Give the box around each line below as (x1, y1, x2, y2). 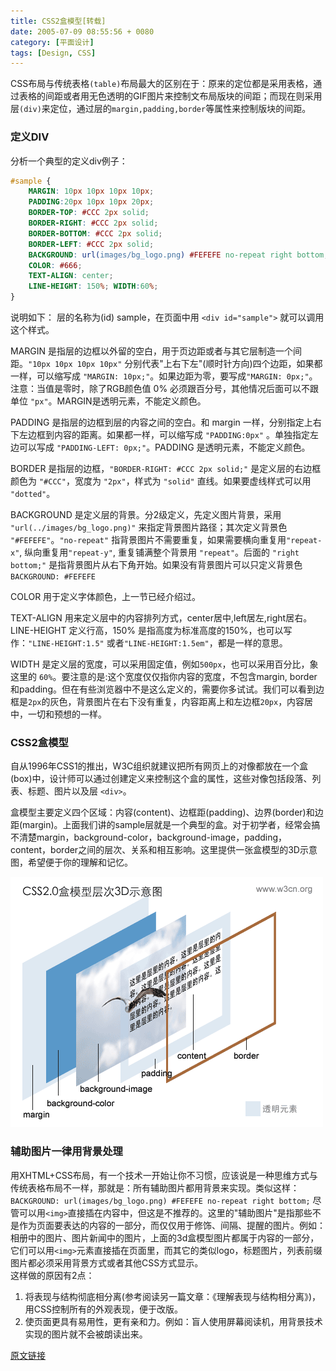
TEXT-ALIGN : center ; (28, 271, 114, 281)
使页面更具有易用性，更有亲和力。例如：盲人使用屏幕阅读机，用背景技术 (24, 1315, 323, 1327)
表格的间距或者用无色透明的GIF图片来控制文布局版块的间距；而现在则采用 (18, 90, 323, 102)
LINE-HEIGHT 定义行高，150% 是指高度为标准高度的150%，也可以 (10, 625, 284, 637)
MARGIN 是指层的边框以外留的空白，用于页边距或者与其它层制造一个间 (10, 345, 303, 357)
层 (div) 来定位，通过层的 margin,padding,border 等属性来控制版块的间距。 (10, 103, 312, 115)
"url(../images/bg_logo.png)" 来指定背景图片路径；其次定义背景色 (10, 521, 288, 534)
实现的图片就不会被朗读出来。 (24, 1328, 148, 1340)
